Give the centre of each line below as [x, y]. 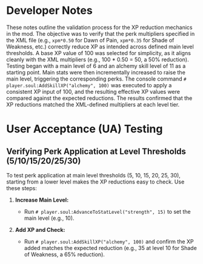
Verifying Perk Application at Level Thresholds [96, 151]
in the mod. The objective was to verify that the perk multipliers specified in [101, 33]
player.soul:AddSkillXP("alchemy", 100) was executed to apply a [89, 85]
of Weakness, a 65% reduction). [64, 254]
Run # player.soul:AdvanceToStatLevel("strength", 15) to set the [107, 211]
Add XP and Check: [40, 229]
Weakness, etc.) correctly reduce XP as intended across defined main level [100, 47]
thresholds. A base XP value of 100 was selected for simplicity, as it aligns [98, 53]
